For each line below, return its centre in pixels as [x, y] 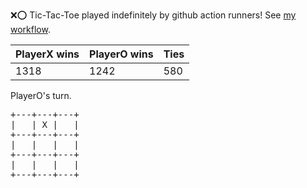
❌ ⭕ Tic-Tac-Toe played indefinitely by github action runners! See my [153, 15]
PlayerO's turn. [41, 95]
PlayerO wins [121, 54]
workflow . [30, 29]
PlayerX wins [47, 54]
